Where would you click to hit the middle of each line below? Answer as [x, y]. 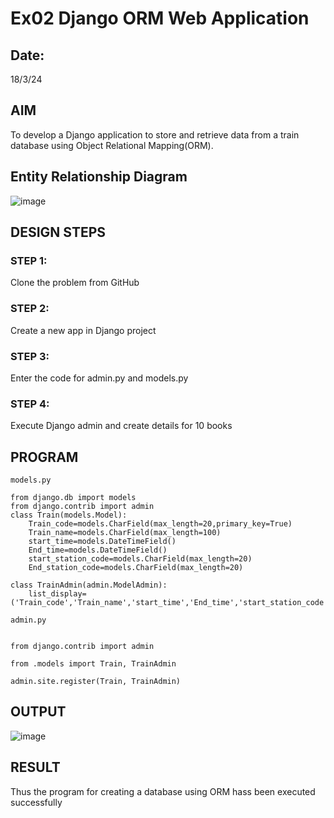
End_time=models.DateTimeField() [98, 550]
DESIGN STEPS [58, 232]
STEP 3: [30, 356]
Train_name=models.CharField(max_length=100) [125, 533]
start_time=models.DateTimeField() [102, 542]
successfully [36, 802]
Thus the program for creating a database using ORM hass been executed [163, 791]
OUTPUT [38, 712]
